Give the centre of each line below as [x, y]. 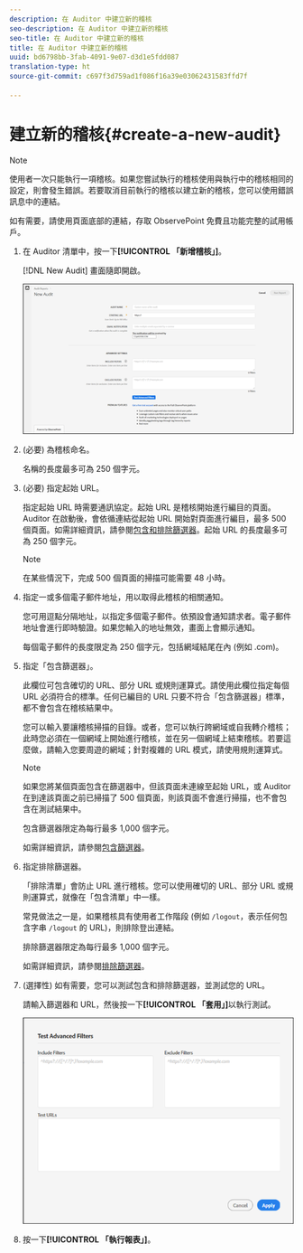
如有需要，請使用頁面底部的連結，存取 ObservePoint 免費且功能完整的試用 [147, 221]
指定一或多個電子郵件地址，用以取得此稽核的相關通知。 [125, 597]
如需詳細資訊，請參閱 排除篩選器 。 [86, 966]
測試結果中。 [62, 808]
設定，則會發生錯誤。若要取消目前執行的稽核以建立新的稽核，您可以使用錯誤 [151, 190]
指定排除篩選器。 [54, 866]
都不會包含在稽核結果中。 [70, 707]
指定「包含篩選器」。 [60, 665]
